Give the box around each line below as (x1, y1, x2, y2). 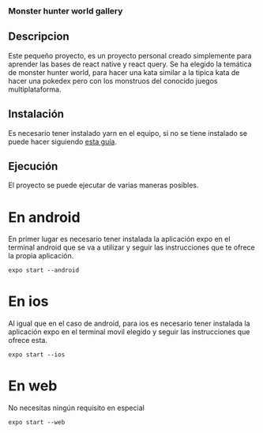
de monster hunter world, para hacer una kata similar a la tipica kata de (8, 67, 240, 77)
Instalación (8, 107, 65, 121)
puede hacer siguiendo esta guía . (8, 137, 117, 146)
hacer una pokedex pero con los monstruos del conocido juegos (8, 76, 218, 85)
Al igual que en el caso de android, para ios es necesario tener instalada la (8, 318, 250, 329)
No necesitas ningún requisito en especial (8, 403, 145, 412)
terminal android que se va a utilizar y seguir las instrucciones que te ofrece (8, 243, 255, 252)
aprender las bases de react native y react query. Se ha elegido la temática (8, 59, 252, 69)
